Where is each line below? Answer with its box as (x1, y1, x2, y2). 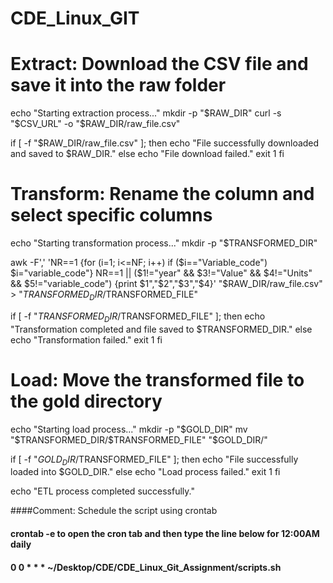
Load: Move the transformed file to (10, 368, 305, 391)
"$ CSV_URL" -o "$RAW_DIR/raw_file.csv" (10, 118, 181, 130)
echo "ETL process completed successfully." (10, 485, 195, 497)
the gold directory (10, 390, 163, 412)
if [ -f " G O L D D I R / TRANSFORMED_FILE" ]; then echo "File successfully (10, 453, 299, 467)
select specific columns (10, 204, 213, 227)
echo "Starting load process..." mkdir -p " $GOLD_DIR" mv (10, 423, 248, 435)
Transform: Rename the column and (10, 183, 315, 206)
